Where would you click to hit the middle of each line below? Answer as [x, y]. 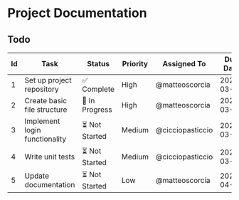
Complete [98, 89]
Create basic [46, 101]
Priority [135, 64]
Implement [42, 121]
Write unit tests [50, 157]
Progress [97, 110]
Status [98, 64]
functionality [45, 139]
